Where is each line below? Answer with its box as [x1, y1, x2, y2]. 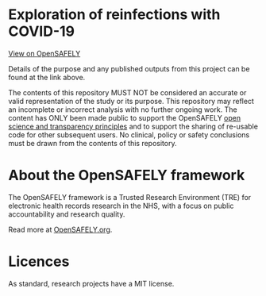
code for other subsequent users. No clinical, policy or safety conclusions [8, 129, 250, 140]
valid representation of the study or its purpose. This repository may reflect [8, 96, 254, 106]
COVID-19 [8, 22, 75, 40]
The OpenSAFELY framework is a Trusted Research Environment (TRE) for [8, 192, 252, 202]
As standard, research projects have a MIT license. [8, 279, 175, 288]
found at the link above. [8, 72, 86, 82]
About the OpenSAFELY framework [8, 167, 245, 184]
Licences [8, 252, 70, 271]
